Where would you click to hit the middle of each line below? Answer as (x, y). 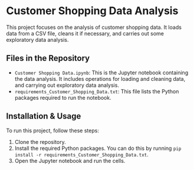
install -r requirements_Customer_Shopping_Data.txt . (81, 154)
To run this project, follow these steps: (52, 130)
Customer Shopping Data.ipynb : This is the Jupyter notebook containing (101, 73)
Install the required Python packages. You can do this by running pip (98, 148)
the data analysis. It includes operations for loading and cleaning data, (100, 79)
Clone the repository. (40, 142)
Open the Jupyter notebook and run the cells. (70, 161)
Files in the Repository (48, 58)
